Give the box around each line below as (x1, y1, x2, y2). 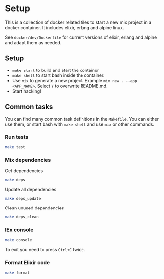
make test (5, 144, 26, 149)
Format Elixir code (5, 259, 50, 266)
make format (5, 270, 30, 276)
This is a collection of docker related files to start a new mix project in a (5, 19, 152, 25)
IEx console (5, 226, 34, 233)
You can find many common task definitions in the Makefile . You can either (5, 116, 159, 122)
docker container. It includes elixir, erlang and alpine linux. (5, 24, 124, 30)
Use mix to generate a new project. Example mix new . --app (12, 77, 137, 83)
